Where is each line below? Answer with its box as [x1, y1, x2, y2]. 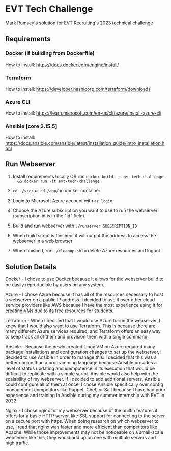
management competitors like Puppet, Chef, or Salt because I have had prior [5, 387, 166, 393]
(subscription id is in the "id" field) [12, 213, 85, 219]
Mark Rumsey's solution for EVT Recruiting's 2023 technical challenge [5, 20, 154, 26]
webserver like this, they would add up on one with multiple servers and [5, 435, 156, 441]
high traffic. [5, 440, 30, 446]
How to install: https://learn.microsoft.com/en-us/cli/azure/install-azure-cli [5, 110, 162, 116]
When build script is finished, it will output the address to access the [12, 233, 156, 239]
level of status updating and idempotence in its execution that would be [5, 365, 155, 372]
